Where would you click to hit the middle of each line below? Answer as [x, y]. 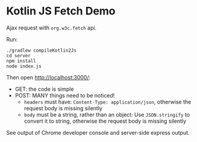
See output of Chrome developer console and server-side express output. [98, 132]
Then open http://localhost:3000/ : [48, 77]
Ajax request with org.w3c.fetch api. [52, 28]
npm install [21, 61]
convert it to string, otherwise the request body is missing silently [105, 121]
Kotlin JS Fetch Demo [61, 11]
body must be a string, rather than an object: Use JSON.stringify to [107, 114]
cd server [19, 55]
